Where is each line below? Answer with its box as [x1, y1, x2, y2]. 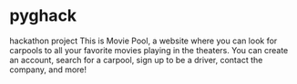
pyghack [9, 5, 77, 26]
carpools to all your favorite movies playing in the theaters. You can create [9, 44, 289, 55]
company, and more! [9, 64, 87, 75]
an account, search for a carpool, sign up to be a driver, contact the [9, 54, 263, 65]
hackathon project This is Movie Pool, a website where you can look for [9, 35, 278, 46]
